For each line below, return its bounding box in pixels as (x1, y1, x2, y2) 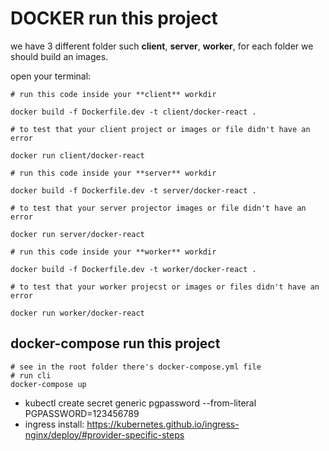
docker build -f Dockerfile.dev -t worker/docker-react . (10, 264, 257, 274)
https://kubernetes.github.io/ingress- (86, 418, 240, 430)
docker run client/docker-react (10, 150, 145, 161)
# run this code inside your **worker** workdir (10, 247, 217, 257)
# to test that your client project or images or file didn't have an (10, 124, 311, 134)
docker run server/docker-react (10, 229, 145, 239)
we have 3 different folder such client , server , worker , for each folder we (10, 40, 314, 52)
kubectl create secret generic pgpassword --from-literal (24, 397, 257, 409)
